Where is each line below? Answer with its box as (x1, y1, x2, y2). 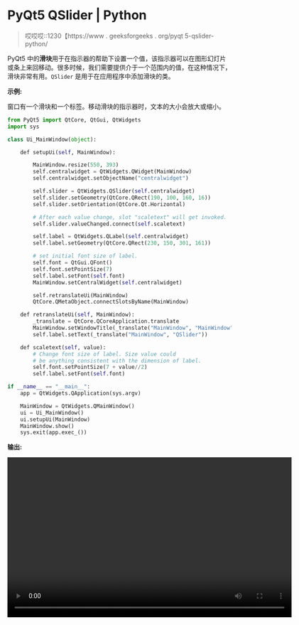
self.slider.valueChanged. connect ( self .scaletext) (33, 220, 186, 228)
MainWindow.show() (20, 422, 75, 429)
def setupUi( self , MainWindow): (20, 149, 116, 156)
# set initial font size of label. (33, 252, 138, 260)
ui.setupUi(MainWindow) (20, 416, 91, 423)
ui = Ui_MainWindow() (20, 409, 84, 416)
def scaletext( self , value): (20, 343, 107, 351)
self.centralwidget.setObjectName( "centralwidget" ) (33, 175, 190, 182)
